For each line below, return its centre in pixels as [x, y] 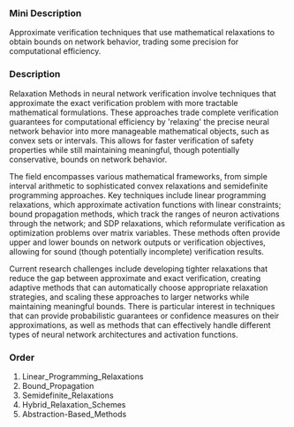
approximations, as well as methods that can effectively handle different [140, 324]
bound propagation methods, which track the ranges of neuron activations [144, 214]
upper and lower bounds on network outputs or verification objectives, [138, 242]
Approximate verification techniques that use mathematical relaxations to [142, 33]
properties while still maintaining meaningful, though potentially [124, 149]
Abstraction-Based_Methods [74, 414]
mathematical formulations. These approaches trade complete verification [144, 112]
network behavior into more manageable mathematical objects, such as [139, 131]
